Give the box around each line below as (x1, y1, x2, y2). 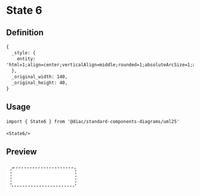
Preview (6, 147, 37, 157)
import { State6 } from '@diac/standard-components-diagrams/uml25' (6, 118, 180, 124)
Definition (6, 27, 43, 38)
